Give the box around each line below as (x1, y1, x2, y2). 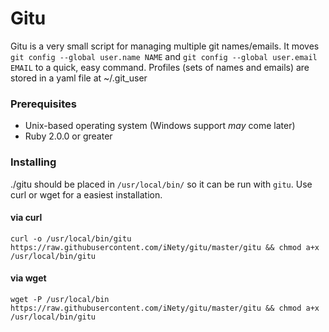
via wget (10, 272, 47, 284)
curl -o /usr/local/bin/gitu (10, 233, 132, 244)
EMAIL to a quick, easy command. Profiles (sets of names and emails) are (10, 61, 310, 73)
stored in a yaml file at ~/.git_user (10, 72, 148, 84)
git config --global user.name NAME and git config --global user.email (10, 50, 318, 62)
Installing (10, 155, 57, 169)
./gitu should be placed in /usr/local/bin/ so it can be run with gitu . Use (10, 178, 313, 190)
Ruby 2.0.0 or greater (24, 130, 113, 142)
